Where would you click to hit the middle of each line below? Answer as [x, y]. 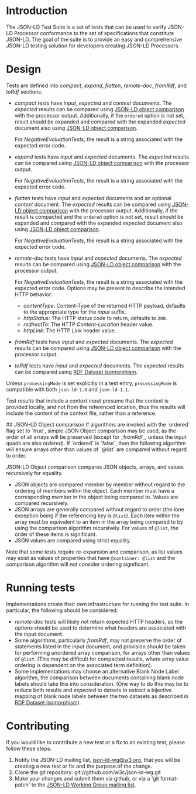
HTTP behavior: [33, 294]
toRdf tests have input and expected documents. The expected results [99, 365]
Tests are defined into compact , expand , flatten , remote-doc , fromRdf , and [97, 85]
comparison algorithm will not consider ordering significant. [78, 564]
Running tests [41, 588]
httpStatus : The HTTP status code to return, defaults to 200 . [95, 318]
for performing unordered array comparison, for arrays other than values [102, 652]
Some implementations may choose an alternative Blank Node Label [97, 671]
